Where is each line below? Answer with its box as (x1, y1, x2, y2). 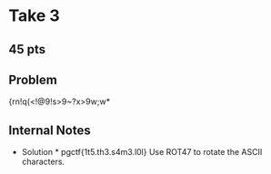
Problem (8, 72, 58, 87)
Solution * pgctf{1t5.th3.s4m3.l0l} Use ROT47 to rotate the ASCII (21, 147, 263, 158)
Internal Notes (8, 122, 92, 138)
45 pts (8, 42, 46, 57)
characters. (21, 156, 65, 168)
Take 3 (8, 5, 60, 26)
